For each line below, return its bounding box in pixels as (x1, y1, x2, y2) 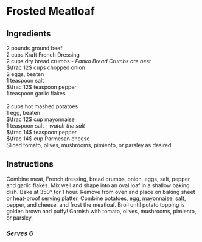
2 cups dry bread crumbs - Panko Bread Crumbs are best (6, 58, 151, 64)
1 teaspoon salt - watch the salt (6, 122, 85, 129)
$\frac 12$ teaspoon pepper (6, 83, 77, 91)
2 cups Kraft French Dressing (6, 51, 80, 58)
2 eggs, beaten (6, 71, 44, 77)
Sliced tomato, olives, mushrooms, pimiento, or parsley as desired (6, 142, 172, 148)
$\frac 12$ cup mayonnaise (6, 116, 75, 123)
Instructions (6, 159, 54, 170)
